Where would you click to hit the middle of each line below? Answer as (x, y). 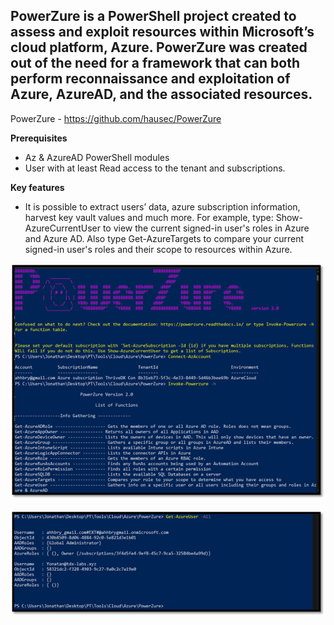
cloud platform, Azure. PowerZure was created (159, 47)
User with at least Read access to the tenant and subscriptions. (155, 168)
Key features (37, 187)
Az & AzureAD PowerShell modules (97, 157)
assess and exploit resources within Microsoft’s (162, 32)
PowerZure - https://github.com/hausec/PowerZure (116, 118)
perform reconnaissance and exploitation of (150, 79)
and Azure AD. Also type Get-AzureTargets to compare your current (164, 238)
